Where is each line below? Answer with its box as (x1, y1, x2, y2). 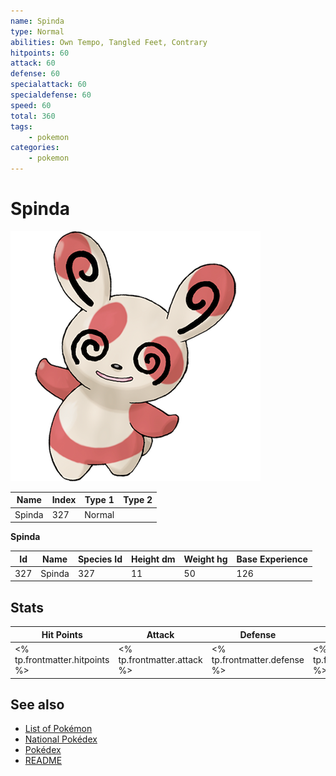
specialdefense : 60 (10, 90, 92, 100)
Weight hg (183, 553, 228, 565)
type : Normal (10, 26, 65, 37)
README (24, 755, 63, 767)
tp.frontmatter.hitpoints (14, 654, 110, 665)
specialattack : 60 (10, 80, 87, 90)
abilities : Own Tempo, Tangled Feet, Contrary (10, 37, 208, 47)
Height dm (130, 553, 176, 565)
